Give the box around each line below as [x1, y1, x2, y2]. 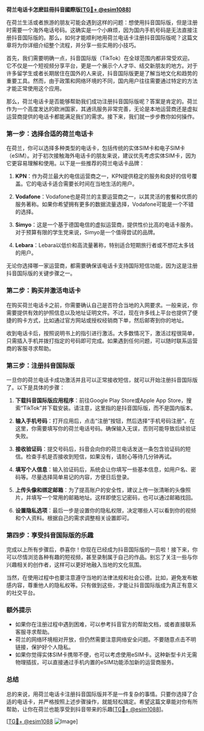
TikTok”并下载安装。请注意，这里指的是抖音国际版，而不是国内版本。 [22, 404, 196, 412]
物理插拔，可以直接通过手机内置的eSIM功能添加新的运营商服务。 [15, 659, 177, 666]
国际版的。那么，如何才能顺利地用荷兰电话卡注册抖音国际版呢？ [22, 34, 182, 41]
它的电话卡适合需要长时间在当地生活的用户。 [25, 180, 138, 188]
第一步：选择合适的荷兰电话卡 [6, 129, 94, 138]
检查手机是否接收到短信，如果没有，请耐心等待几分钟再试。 [25, 452, 175, 460]
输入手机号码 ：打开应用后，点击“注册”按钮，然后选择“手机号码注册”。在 [15, 417, 195, 424]
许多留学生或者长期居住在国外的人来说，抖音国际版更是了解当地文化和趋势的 [6, 70, 198, 76]
